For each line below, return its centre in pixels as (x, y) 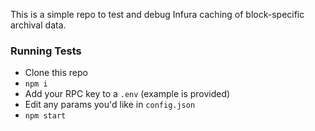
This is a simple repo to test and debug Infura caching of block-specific (157, 14)
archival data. (38, 25)
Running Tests (46, 51)
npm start (45, 116)
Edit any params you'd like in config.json (110, 105)
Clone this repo (56, 73)
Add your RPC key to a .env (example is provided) (127, 94)
